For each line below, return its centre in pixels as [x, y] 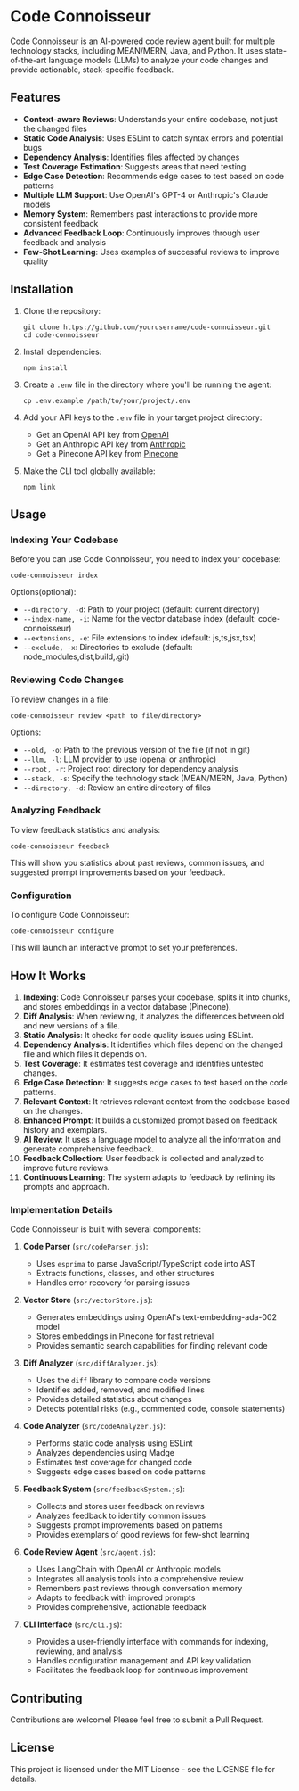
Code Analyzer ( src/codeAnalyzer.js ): [94, 1426]
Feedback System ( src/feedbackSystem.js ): [104, 1489]
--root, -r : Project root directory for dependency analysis [130, 768]
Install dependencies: [62, 351]
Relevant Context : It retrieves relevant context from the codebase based [156, 1101]
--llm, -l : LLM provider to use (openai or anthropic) [120, 759]
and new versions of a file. [72, 1025]
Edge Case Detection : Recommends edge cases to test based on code [153, 176]
